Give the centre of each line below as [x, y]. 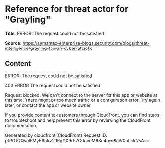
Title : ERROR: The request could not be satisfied [55, 33]
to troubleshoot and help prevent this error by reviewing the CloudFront [78, 120]
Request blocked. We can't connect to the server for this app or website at [81, 95]
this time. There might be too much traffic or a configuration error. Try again [82, 100]
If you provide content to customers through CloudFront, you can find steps [82, 115]
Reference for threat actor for [67, 9]
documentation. [21, 125]
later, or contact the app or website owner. [48, 105]
